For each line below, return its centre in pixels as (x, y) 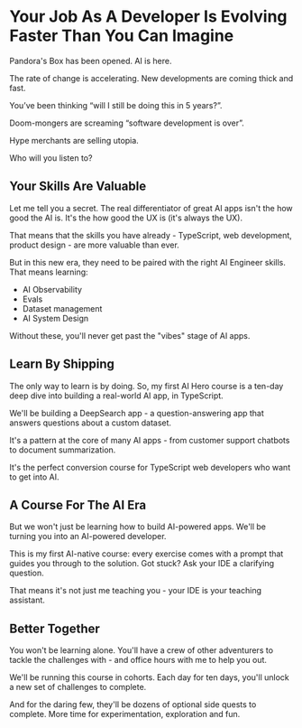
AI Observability (52, 289)
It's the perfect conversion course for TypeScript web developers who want (150, 467)
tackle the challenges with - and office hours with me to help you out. (138, 660)
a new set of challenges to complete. (78, 687)
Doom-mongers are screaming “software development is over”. (127, 123)
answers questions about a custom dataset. (91, 423)
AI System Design (55, 318)
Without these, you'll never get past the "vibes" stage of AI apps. (130, 335)
